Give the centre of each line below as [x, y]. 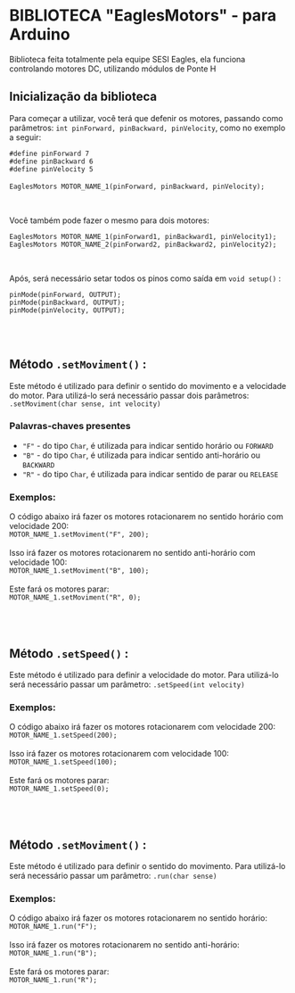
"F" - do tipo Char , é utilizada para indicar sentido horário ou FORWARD [147, 445]
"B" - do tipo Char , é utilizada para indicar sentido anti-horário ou [141, 455]
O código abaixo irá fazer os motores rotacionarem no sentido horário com [146, 517]
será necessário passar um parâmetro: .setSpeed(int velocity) [127, 684]
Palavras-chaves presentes [70, 426]
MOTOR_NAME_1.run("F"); [53, 927]
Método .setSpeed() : [69, 654]
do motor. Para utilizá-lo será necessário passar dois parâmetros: [129, 395]
